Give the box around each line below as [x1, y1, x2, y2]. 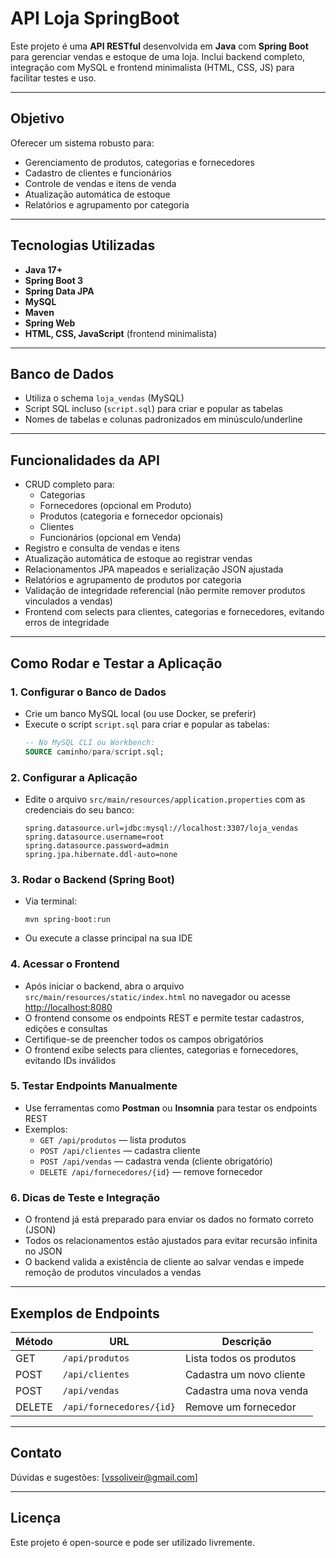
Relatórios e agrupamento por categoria [24, 198, 190, 211]
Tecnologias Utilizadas [10, 237, 156, 254]
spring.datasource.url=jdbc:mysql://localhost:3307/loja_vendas [24, 823, 299, 833]
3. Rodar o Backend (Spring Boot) [10, 872, 175, 886]
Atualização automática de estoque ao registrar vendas [24, 553, 253, 565]
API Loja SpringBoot [10, 7, 180, 30]
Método [15, 1334, 53, 1348]
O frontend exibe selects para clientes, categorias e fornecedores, [24, 1043, 299, 1056]
